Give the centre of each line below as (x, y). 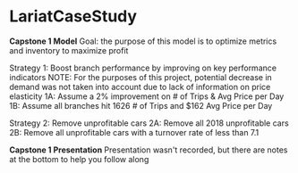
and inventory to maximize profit (69, 50)
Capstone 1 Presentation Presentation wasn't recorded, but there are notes (149, 150)
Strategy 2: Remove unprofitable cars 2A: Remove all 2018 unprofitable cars (149, 123)
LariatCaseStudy (73, 16)
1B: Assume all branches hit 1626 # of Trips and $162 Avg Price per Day (141, 105)
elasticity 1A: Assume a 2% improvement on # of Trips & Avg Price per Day (147, 96)
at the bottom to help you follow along (79, 159)
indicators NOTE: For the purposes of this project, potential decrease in (141, 77)
